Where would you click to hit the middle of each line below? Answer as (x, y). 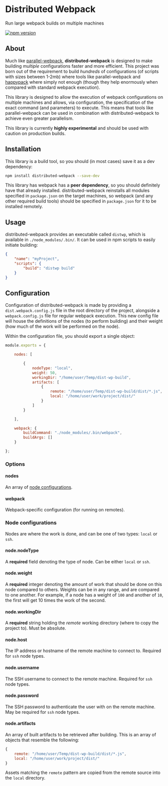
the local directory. (25, 778)
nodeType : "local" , (52, 368)
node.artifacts (21, 723)
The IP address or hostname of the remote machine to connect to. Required (83, 651)
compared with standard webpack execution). (53, 87)
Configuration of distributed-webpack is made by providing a (68, 305)
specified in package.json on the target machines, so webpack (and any (79, 196)
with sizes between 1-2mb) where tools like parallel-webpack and (73, 77)
